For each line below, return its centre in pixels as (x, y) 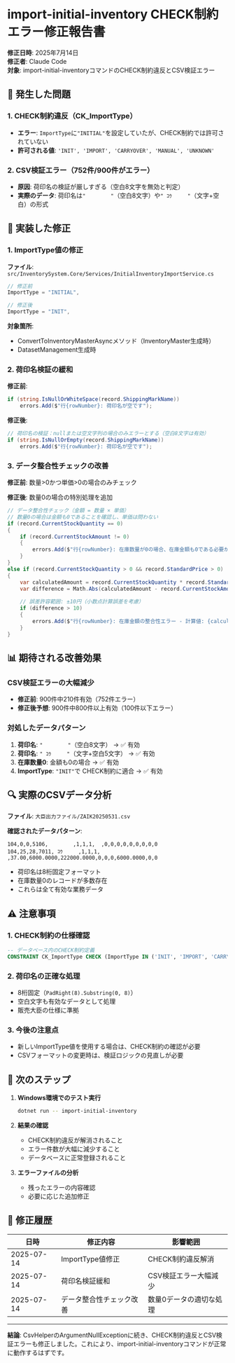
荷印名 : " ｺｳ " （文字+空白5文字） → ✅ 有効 (86, 753)
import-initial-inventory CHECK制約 (113, 14)
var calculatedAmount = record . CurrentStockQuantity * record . (114, 582)
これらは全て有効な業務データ (60, 889)
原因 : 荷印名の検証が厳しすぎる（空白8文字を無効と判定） (101, 186)
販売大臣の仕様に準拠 (48, 1011)
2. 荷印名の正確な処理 (44, 976)
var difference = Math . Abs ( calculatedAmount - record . (101, 589)
